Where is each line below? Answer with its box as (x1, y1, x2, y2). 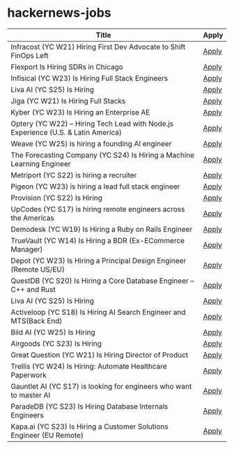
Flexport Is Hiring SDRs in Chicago (10, 61, 123, 71)
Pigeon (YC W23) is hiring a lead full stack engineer (10, 182, 180, 191)
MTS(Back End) (10, 316, 63, 325)
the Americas (10, 213, 54, 223)
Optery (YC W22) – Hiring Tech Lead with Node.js (10, 119, 174, 128)
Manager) (10, 244, 43, 254)
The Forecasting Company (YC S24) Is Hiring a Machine (10, 150, 195, 160)
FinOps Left (10, 50, 49, 60)
